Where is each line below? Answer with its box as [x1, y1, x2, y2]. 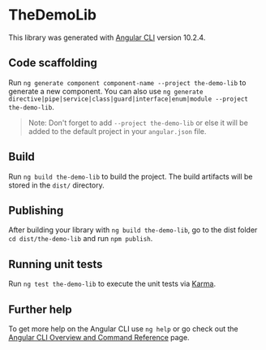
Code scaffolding [8, 56, 97, 70]
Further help [8, 302, 73, 316]
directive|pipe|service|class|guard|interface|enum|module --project [8, 95, 249, 103]
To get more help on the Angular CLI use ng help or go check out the [8, 324, 238, 334]
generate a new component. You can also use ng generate [8, 86, 204, 96]
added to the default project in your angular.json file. [28, 126, 207, 136]
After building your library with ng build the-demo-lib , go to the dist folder [8, 225, 258, 235]
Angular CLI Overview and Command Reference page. [8, 333, 190, 342]
